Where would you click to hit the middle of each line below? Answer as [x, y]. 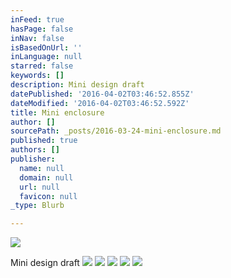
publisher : [33, 159]
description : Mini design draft [77, 85]
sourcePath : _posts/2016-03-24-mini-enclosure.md [116, 131]
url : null [39, 187]
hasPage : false [42, 29]
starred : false [42, 66]
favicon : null [48, 196]
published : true [44, 141]
